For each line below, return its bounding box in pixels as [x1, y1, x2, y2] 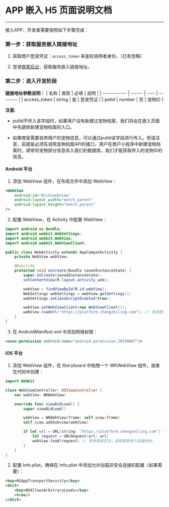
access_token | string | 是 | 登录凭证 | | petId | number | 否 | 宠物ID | [24, 96, 163, 102]
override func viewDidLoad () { [14, 401, 80, 406]
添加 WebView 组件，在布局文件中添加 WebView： [12, 178, 117, 184]
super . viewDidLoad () [23, 406, 66, 411]
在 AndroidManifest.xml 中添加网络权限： [12, 328, 98, 334]
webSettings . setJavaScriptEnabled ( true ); [23, 296, 112, 301]
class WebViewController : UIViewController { [5, 388, 102, 393]
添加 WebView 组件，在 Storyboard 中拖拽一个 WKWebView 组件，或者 [12, 363, 160, 369]
